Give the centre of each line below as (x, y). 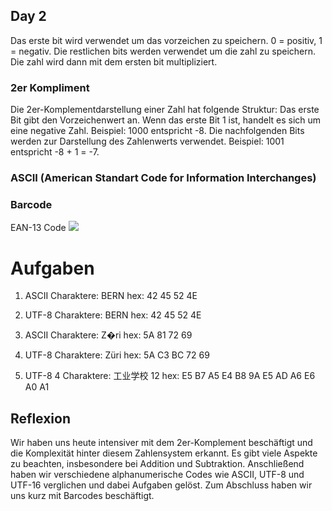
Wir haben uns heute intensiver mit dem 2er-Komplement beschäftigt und (161, 443)
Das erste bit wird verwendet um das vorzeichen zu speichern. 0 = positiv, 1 (166, 40)
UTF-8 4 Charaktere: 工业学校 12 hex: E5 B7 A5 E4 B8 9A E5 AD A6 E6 (170, 376)
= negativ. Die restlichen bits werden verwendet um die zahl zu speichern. (163, 51)
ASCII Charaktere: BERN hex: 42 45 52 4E (111, 296)
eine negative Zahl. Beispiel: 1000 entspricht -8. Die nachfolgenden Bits (157, 131)
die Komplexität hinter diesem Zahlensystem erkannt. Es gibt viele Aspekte (164, 453)
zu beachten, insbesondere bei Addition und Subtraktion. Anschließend (157, 464)
